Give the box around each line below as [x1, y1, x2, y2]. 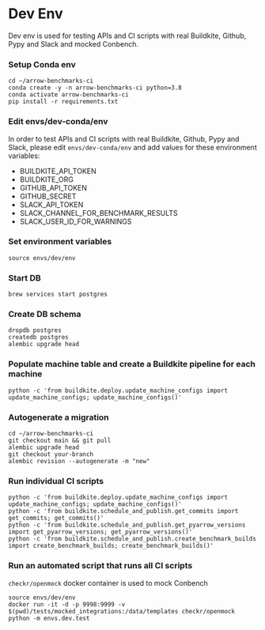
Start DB [8, 272, 41, 283]
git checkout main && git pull [8, 436, 112, 445]
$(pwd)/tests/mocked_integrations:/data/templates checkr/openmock [8, 607, 236, 615]
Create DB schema [8, 309, 81, 320]
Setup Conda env [8, 58, 77, 70]
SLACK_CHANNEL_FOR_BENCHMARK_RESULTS [19, 208, 178, 217]
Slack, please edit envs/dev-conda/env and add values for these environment [8, 142, 257, 152]
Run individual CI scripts [8, 475, 104, 486]
